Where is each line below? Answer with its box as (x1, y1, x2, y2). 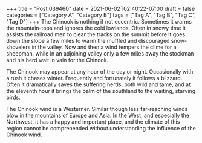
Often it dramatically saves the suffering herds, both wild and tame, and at (6, 81, 191, 88)
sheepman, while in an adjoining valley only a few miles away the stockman (6, 50, 194, 57)
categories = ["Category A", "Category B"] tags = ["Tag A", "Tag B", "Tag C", (6, 11, 197, 19)
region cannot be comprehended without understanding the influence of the (6, 125, 197, 132)
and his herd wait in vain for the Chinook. (6, 57, 109, 63)
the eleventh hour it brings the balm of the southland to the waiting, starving (6, 87, 196, 94)
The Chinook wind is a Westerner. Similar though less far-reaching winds (6, 106, 188, 112)
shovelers (6, 43, 31, 51)
